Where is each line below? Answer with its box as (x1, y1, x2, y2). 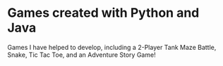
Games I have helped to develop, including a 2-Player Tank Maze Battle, (7, 43, 217, 51)
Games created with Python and (7, 5, 200, 21)
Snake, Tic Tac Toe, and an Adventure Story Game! (7, 51, 157, 59)
